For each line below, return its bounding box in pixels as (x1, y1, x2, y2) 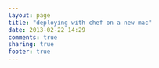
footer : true (8, 48, 51, 55)
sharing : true (8, 41, 55, 48)
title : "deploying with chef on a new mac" (8, 19, 153, 27)
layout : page (8, 11, 51, 20)
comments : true (8, 33, 58, 41)
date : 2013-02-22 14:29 (8, 26, 86, 34)
